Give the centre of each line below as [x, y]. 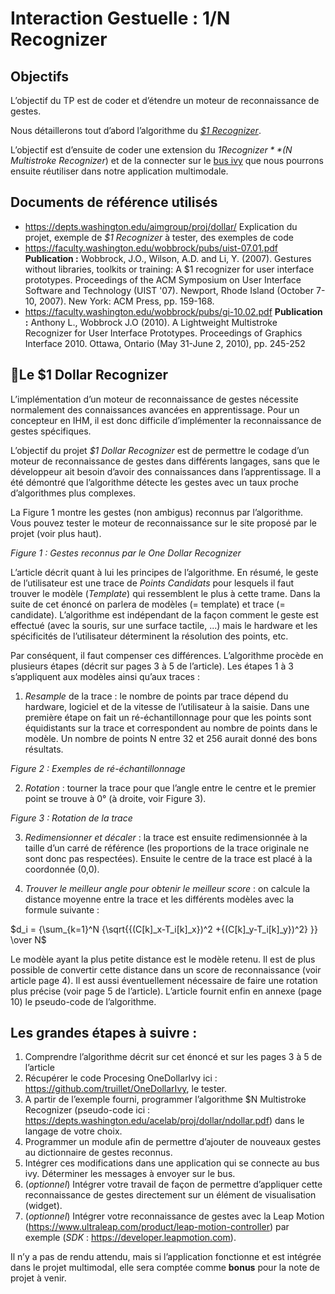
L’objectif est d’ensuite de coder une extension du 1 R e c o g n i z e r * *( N [151, 150]
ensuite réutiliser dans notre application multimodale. [119, 171]
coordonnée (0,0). [62, 869]
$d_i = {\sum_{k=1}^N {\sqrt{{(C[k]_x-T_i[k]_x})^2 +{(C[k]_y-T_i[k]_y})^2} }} [164, 929]
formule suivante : [62, 909]
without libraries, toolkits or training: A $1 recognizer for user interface [169, 269]
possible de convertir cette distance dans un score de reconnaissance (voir [166, 969]
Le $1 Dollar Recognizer [93, 375]
